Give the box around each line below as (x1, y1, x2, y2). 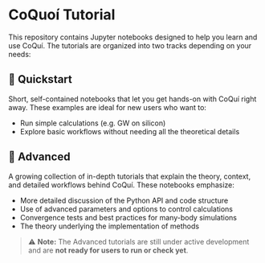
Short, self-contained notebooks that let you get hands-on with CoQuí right (8, 94, 257, 104)
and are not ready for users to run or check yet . (27, 245, 189, 255)
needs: (8, 49, 31, 59)
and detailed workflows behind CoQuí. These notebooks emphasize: (8, 179, 235, 190)
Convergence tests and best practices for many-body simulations (19, 212, 237, 222)
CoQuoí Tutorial (8, 6, 116, 24)
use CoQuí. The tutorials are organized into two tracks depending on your (8, 40, 252, 50)
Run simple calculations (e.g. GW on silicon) (19, 118, 166, 128)
